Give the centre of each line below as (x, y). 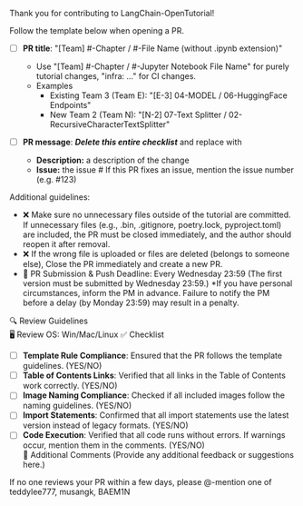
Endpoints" (70, 105)
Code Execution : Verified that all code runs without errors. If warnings (154, 435)
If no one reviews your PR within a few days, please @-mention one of (141, 482)
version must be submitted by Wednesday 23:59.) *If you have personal (157, 283)
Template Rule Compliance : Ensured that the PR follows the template (152, 356)
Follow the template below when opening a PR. (97, 30)
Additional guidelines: (50, 197)
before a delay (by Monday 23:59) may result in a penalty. (131, 303)
